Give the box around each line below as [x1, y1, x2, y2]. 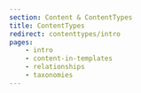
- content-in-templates [25, 54, 114, 63]
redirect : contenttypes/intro [9, 29, 121, 38]
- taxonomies [25, 71, 74, 80]
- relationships [25, 63, 86, 72]
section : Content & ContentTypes [9, 12, 133, 22]
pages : [9, 37, 34, 47]
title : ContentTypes [9, 21, 86, 30]
